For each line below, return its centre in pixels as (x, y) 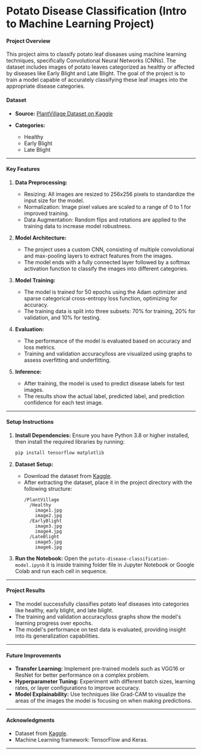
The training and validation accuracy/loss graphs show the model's (98, 617)
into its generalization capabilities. (57, 636)
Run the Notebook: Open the (51, 558)
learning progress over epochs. (54, 623)
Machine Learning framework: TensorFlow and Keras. (81, 740)
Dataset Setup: (34, 464)
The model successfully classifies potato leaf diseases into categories (102, 604)
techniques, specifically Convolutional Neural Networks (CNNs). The (91, 61)
